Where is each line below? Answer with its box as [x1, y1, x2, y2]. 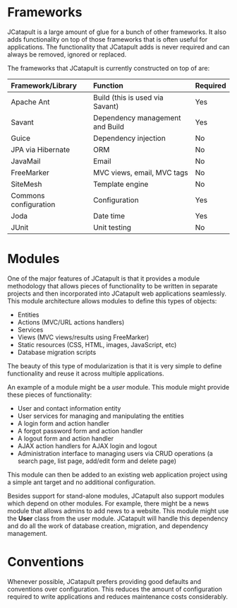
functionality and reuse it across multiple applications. [7, 369, 164, 378]
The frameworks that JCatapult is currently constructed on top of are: [7, 64, 210, 72]
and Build [92, 122, 125, 131]
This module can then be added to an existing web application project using [7, 470, 228, 479]
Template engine [92, 179, 149, 189]
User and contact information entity [17, 404, 121, 412]
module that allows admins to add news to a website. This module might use [7, 506, 229, 515]
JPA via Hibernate [11, 144, 71, 154]
